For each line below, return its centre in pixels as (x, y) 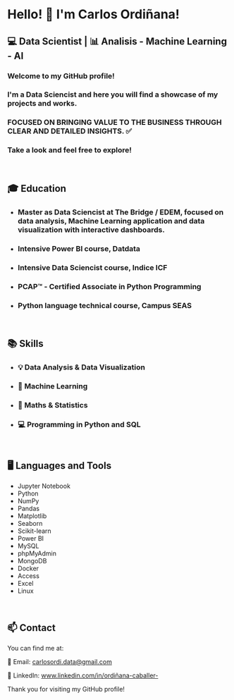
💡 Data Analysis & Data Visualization (81, 367)
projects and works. (42, 104)
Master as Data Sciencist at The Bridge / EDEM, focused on (121, 212)
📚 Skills (25, 344)
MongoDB (32, 561)
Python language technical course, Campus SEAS (105, 305)
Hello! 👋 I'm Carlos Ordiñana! (93, 14)
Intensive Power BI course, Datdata (79, 248)
